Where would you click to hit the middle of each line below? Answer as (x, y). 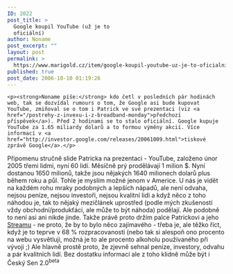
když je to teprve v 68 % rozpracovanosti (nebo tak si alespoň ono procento (116, 232)
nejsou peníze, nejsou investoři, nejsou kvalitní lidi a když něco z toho (107, 196)
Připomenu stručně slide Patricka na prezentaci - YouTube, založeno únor (112, 159)
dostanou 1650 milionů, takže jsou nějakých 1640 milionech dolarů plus (109, 173)
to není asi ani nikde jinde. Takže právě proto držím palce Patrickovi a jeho (113, 217)
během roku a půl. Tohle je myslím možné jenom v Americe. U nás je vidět (113, 180)
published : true (31, 71)
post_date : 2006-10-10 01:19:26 (54, 78)
